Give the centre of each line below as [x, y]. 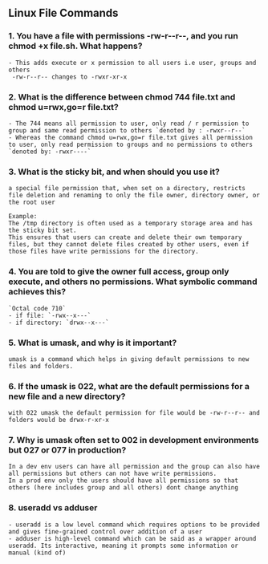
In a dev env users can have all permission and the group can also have [134, 467]
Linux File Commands [63, 13]
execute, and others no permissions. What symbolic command [133, 282]
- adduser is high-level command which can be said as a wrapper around [132, 538]
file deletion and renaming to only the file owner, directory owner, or [134, 196]
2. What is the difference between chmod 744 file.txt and [122, 97]
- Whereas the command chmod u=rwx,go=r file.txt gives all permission [130, 137]
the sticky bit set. [43, 231]
